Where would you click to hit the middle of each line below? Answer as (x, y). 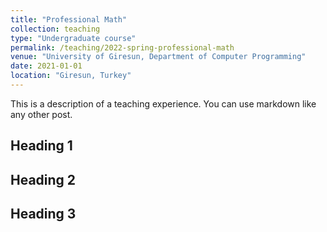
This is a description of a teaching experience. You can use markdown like (163, 103)
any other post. (41, 114)
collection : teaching (55, 29)
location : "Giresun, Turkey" (71, 76)
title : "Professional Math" (69, 19)
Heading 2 (43, 179)
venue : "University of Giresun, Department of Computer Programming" (158, 57)
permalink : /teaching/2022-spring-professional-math (122, 47)
